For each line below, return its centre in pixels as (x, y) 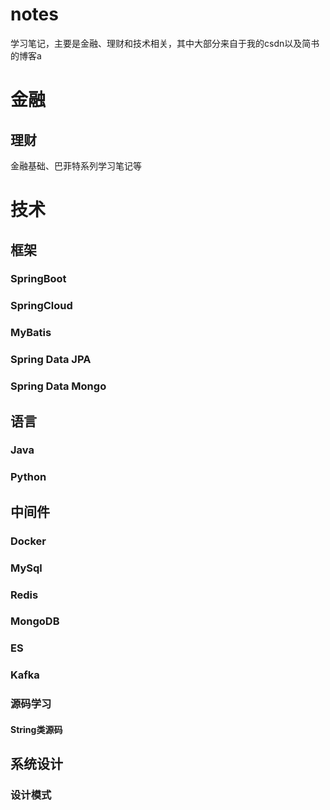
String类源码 (36, 729)
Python (28, 477)
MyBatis (31, 333)
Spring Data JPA (51, 360)
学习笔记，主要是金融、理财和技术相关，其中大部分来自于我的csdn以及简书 (165, 43)
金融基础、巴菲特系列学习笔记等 (76, 165)
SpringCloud (41, 306)
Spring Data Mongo (58, 386)
